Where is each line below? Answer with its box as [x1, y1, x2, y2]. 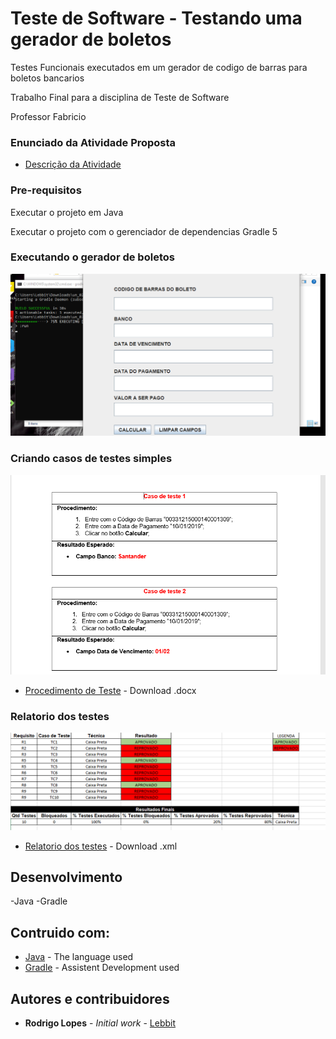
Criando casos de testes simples [10, 452, 173, 466]
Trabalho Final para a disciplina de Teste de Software [10, 91, 230, 103]
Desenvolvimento [10, 869, 123, 886]
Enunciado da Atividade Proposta [10, 135, 177, 149]
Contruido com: [10, 924, 110, 941]
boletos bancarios [10, 72, 85, 84]
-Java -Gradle [10, 895, 68, 907]
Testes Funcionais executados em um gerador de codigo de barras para [10, 61, 308, 73]
